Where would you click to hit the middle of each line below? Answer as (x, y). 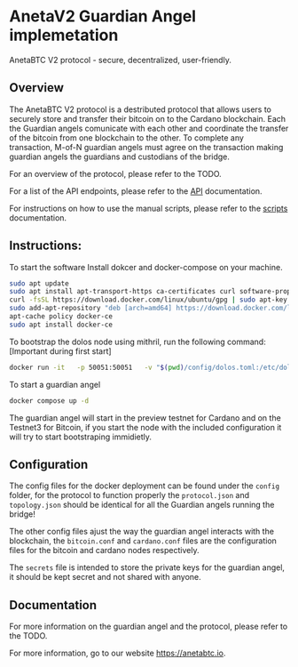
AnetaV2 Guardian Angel (103, 16)
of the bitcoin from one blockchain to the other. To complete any (126, 137)
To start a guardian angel (55, 384)
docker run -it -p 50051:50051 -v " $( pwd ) (97, 367)
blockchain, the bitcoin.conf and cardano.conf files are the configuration (143, 541)
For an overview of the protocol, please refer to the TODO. (115, 173)
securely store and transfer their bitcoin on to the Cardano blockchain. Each (148, 118)
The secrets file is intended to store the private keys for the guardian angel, (147, 567)
